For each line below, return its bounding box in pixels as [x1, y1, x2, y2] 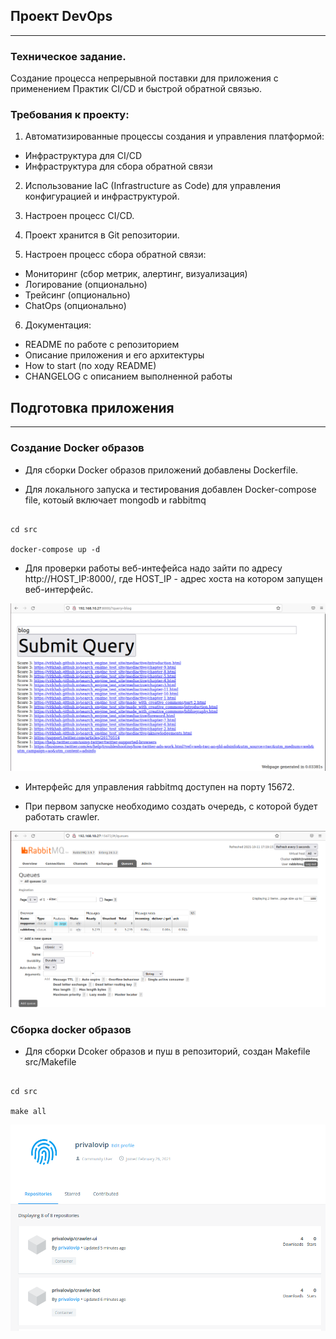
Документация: [24, 319, 92, 331]
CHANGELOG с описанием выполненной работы [24, 370, 233, 383]
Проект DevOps [10, 8, 113, 25]
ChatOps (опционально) [24, 300, 127, 312]
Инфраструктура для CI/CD [24, 150, 143, 162]
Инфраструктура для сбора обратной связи [24, 160, 213, 173]
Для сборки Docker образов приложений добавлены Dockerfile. [24, 464, 299, 476]
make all [10, 1107, 47, 1117]
